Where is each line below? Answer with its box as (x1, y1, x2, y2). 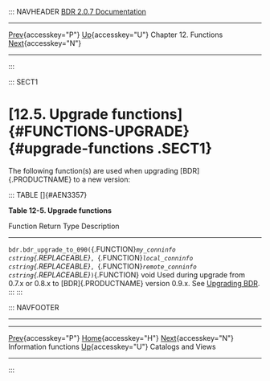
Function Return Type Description (8, 221, 120, 231)
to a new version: (73, 174, 131, 184)
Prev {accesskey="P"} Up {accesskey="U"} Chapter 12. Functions (8, 30, 223, 39)
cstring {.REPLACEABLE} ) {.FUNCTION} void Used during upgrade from (8, 269, 245, 280)
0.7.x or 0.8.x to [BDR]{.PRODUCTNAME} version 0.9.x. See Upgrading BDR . (8, 278, 260, 288)
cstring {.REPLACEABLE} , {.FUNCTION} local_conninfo (8, 252, 194, 262)
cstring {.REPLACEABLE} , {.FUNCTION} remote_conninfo (8, 261, 197, 271)
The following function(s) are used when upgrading (8, 166, 178, 175)
